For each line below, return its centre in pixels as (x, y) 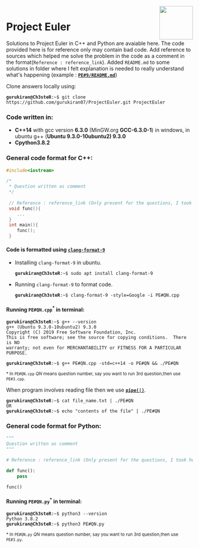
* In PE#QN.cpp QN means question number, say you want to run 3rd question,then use (93, 374)
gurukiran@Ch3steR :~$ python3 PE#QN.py (55, 524)
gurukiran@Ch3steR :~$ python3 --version (57, 514)
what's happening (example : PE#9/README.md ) (62, 75)
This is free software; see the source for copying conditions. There (96, 338)
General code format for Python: (54, 426)
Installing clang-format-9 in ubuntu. (58, 262)
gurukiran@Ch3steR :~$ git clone (46, 97)
